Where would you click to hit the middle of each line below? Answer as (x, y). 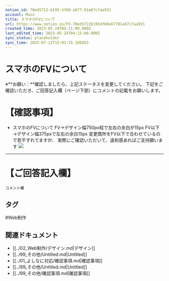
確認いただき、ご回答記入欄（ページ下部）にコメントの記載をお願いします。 (84, 90)
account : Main (20, 15)
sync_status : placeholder (32, 38)
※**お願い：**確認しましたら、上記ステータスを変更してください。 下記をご (84, 84)
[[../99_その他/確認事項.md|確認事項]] (51, 273)
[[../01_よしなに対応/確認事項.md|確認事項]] (57, 261)
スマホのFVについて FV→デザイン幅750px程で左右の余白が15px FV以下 (86, 127)
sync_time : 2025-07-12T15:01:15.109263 (47, 43)
